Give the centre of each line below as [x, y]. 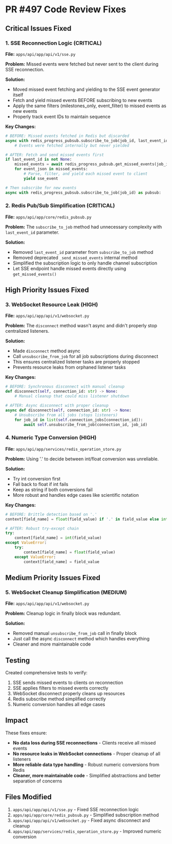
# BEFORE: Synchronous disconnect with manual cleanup [65, 387]
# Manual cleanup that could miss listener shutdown [72, 396]
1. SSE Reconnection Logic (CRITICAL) [54, 43]
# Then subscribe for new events [41, 188]
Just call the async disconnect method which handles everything [81, 639]
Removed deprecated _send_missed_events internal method [75, 257]
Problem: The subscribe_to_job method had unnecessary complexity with [84, 227]
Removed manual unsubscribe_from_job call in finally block [75, 633]
